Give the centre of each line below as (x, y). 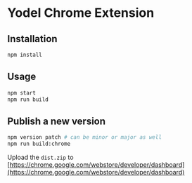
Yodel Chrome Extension (81, 13)
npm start (22, 93)
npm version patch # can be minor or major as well (84, 137)
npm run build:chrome (39, 144)
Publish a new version (57, 121)
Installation (32, 39)
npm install (25, 55)
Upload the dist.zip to (40, 157)
